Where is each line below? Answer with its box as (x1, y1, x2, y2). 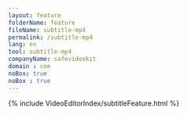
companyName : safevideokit (8, 56, 97, 63)
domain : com (8, 63, 51, 70)
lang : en (8, 41, 37, 49)
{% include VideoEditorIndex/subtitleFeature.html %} (8, 99, 180, 108)
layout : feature (8, 11, 61, 20)
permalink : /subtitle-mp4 (8, 33, 93, 41)
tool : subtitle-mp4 (8, 48, 72, 56)
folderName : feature (8, 19, 76, 27)
